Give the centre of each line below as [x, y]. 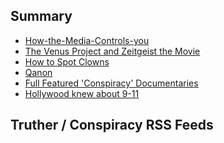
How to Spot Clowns [67, 61]
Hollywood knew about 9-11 [82, 93]
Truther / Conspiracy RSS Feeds [112, 125]
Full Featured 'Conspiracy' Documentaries [111, 83]
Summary [41, 16]
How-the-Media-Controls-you [87, 40]
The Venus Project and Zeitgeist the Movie [112, 51]
